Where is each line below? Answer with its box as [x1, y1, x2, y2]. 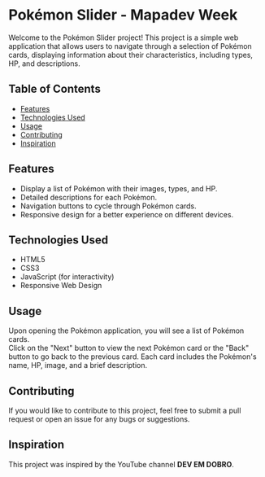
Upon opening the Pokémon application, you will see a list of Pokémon [8, 326, 245, 335]
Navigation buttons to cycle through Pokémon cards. [20, 201, 197, 211]
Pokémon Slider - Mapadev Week [8, 6, 238, 24]
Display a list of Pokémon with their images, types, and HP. [20, 183, 218, 193]
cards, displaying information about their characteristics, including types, [8, 50, 254, 59]
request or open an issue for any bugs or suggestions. [8, 414, 190, 424]
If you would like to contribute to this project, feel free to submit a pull [8, 405, 241, 415]
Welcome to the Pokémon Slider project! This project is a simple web [8, 33, 239, 42]
